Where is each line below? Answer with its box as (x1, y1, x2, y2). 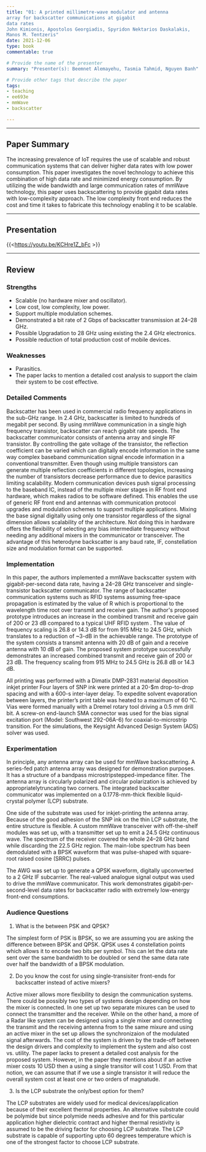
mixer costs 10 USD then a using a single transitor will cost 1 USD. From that (6, 1062, 197, 1070)
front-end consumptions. (6, 893, 69, 900)
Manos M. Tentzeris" (6, 32, 59, 38)
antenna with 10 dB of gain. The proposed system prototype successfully (6, 645, 191, 652)
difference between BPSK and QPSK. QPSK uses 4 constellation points (6, 940, 185, 948)
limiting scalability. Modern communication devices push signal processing (6, 479, 196, 487)
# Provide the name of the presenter (6, 60, 103, 66)
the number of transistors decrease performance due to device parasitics (6, 473, 192, 480)
